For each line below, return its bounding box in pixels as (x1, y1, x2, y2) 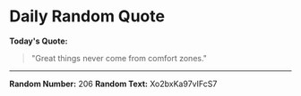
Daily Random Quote (9, 6, 166, 27)
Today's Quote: (9, 36, 68, 46)
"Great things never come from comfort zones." (30, 52, 208, 63)
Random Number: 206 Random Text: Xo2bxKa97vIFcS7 (9, 78, 218, 89)
